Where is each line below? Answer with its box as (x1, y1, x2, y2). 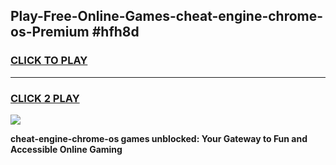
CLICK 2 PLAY (10, 91, 80, 105)
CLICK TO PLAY (10, 54, 88, 68)
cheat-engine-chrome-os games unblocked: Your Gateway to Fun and (10, 132, 308, 144)
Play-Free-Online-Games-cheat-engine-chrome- (10, 8, 324, 25)
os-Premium (10, 24, 90, 41)
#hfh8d (91, 24, 140, 41)
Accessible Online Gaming (10, 143, 123, 155)
